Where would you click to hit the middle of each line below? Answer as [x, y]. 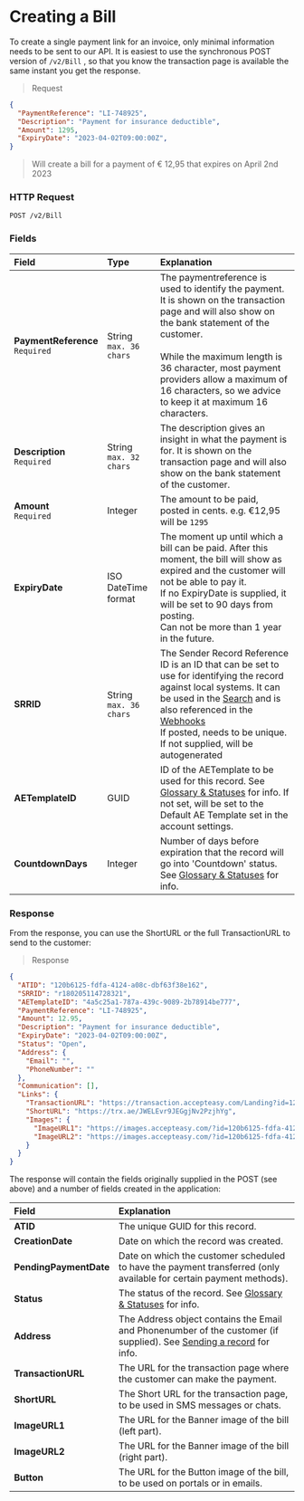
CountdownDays [51, 864]
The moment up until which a [221, 536]
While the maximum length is [221, 357]
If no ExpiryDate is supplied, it [223, 593]
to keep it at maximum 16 [214, 402]
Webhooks [183, 721]
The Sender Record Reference [224, 653]
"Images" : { [48, 1120]
